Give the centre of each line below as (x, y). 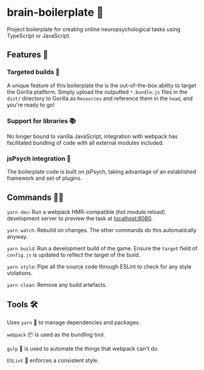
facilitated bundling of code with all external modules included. (86, 143)
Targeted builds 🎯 (33, 72)
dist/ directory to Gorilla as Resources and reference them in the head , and (100, 98)
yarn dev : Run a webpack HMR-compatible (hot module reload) (86, 212)
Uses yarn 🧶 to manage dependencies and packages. (74, 322)
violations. (20, 273)
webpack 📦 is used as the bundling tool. (56, 334)
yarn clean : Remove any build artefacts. (57, 285)
